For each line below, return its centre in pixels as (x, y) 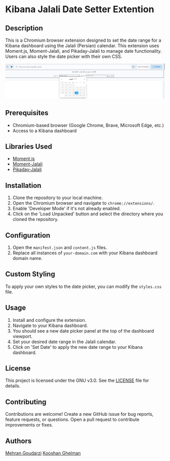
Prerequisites (27, 113)
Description (24, 28)
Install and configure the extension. (49, 320)
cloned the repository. (36, 219)
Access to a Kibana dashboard (45, 130)
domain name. (28, 258)
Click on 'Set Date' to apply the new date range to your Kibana (78, 347)
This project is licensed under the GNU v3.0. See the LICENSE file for (77, 381)
